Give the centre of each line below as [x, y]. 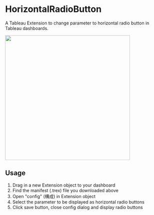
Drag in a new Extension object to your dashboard [64, 185]
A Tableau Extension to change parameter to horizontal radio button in [77, 23]
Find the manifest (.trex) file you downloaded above [65, 190]
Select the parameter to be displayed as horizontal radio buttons [78, 202]
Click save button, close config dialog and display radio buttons [77, 207]
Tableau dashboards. [27, 28]
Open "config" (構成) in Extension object [54, 196]
